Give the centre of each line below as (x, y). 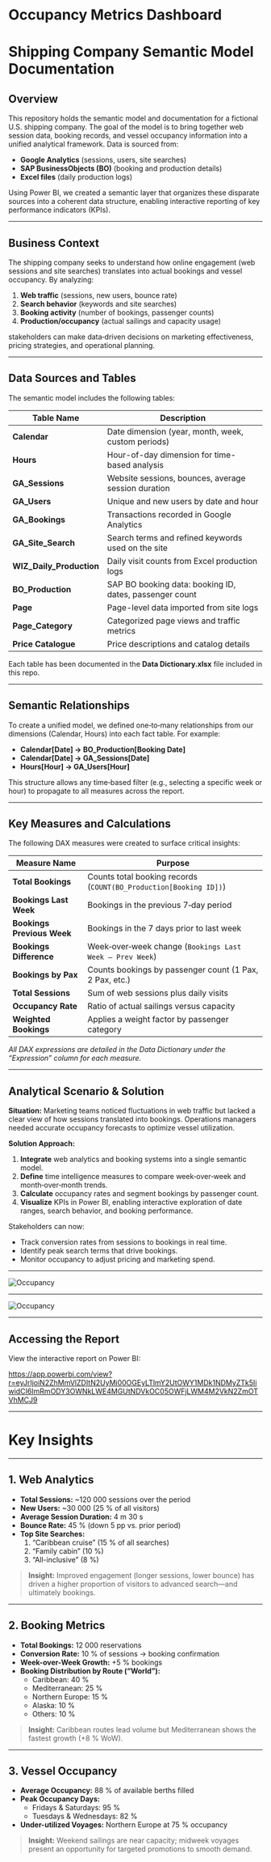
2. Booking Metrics (57, 1625)
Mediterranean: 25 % (67, 1688)
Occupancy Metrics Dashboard (115, 15)
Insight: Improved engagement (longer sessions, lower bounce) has (141, 1575)
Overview (33, 99)
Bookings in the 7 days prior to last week (165, 928)
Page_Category (42, 626)
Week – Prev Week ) (122, 956)
